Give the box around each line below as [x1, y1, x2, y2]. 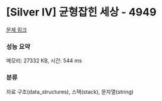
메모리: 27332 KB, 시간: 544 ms [6, 57, 82, 64]
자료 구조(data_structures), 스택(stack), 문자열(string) [6, 88, 134, 95]
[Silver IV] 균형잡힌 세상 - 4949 [6, 5, 157, 19]
